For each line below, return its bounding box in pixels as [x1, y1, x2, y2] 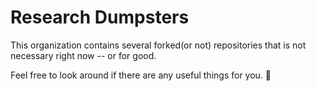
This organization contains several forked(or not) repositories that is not [10, 39, 307, 51]
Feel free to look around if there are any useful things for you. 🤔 [10, 69, 272, 81]
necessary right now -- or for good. [10, 49, 157, 61]
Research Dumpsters [10, 6, 190, 29]
